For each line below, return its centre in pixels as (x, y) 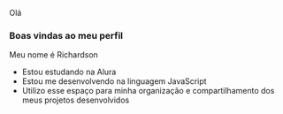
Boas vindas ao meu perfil (66, 35)
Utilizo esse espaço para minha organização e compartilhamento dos (148, 91)
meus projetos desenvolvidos (76, 100)
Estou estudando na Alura (69, 72)
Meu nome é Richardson (54, 55)
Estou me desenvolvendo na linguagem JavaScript (114, 81)
